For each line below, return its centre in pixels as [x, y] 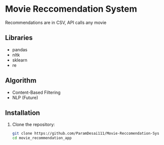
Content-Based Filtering [36, 92]
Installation [23, 113]
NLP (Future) [25, 97]
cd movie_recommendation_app [42, 138]
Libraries [19, 38]
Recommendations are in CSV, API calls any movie [56, 22]
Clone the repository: [34, 124]
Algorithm [21, 81]
